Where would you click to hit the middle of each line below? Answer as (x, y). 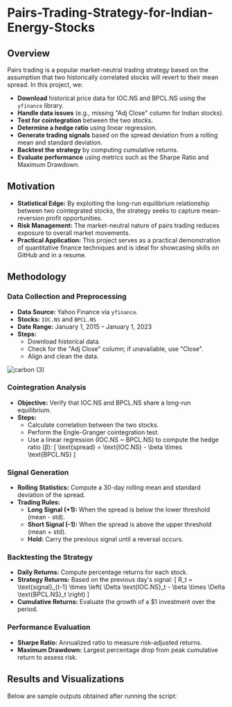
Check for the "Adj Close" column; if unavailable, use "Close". (115, 348)
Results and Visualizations (66, 679)
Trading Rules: (39, 503)
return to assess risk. (47, 657)
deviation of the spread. (51, 495)
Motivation (31, 187)
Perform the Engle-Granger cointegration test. (93, 432)
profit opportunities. (74, 218)
